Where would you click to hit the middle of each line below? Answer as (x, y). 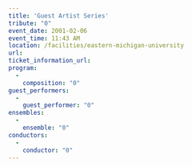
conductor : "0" (48, 150)
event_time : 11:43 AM (44, 38)
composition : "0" (52, 83)
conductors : (28, 135)
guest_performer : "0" (58, 105)
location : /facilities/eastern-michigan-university (96, 46)
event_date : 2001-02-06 (48, 31)
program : (23, 68)
